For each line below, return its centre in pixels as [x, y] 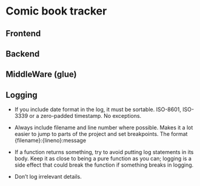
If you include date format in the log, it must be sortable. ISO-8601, [98, 109]
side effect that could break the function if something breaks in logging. [104, 165]
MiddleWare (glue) [41, 75]
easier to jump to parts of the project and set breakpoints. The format [101, 134]
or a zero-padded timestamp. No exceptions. [85, 116]
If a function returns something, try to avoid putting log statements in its [104, 152]
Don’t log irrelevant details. [48, 177]
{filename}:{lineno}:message [50, 141]
